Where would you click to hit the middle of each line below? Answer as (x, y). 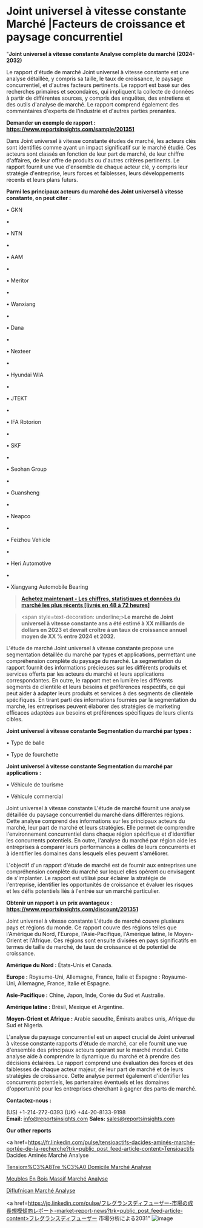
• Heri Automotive (29, 563)
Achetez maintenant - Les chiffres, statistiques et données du (101, 598)
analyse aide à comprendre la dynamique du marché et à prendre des (93, 1056)
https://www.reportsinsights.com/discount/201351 (72, 909)
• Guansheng (23, 492)
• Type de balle (25, 743)
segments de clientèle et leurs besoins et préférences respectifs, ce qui (96, 687)
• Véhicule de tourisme (35, 784)
